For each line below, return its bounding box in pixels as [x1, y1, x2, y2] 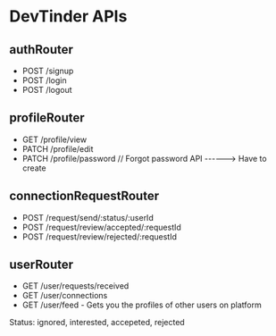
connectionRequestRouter [9, 189, 159, 204]
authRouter [9, 42, 74, 57]
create [21, 163, 46, 173]
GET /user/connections [21, 290, 108, 301]
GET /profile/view [21, 134, 88, 145]
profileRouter [9, 110, 85, 126]
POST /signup [21, 65, 74, 76]
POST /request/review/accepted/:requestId [21, 222, 181, 232]
